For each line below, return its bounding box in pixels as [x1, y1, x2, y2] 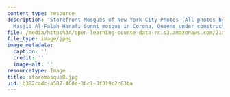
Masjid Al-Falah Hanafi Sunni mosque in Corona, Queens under [13, 23, 194, 29]
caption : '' [13, 48, 48, 55]
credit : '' [13, 55, 44, 61]
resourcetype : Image [7, 67, 66, 74]
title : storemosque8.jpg [7, 73, 78, 81]
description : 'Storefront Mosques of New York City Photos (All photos [7, 16, 216, 23]
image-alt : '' [13, 61, 53, 68]
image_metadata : [7, 42, 53, 48]
